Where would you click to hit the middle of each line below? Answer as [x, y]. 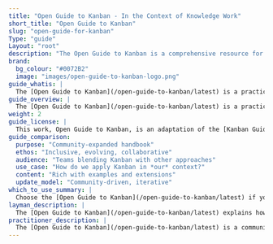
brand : [19, 62]
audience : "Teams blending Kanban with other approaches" [116, 159]
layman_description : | [47, 205]
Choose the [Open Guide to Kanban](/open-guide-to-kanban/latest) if [136, 197]
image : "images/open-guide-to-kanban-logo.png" [98, 76]
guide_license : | [38, 122]
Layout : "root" [34, 46]
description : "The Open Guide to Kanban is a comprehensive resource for [136, 54]
